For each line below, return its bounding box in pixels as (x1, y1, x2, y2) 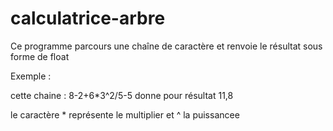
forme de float (10, 50, 70, 62)
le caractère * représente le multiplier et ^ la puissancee (10, 108, 240, 121)
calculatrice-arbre (10, 7, 166, 30)
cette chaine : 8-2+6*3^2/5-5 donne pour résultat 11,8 (10, 89, 234, 101)
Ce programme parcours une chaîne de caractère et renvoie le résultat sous (10, 40, 323, 52)
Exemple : (10, 70, 52, 82)
